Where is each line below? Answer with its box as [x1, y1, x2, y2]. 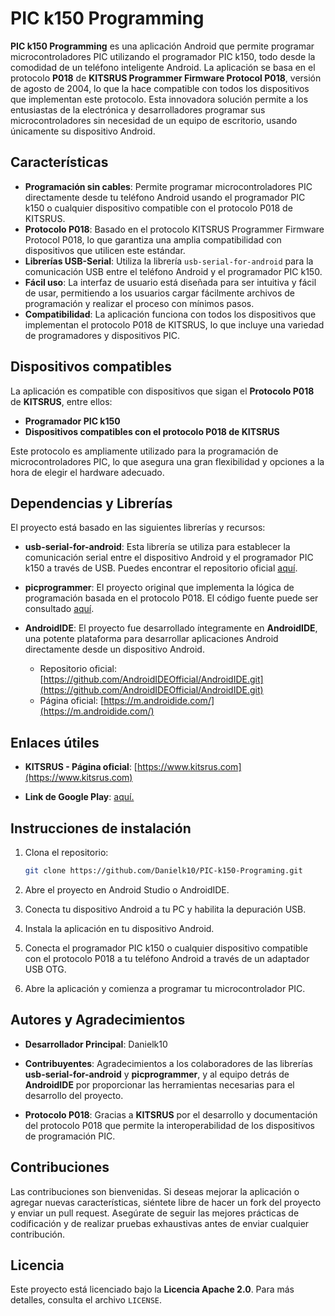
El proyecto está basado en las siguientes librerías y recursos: [10, 522, 266, 534]
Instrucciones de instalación [10, 820, 192, 837]
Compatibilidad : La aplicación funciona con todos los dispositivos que [24, 308, 317, 320]
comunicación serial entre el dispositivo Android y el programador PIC [24, 552, 314, 564]
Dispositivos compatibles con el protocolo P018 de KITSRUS [24, 425, 280, 437]
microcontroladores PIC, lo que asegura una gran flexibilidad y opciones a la [10, 455, 325, 467]
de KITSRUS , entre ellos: [10, 395, 113, 407]
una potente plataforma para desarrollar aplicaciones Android [24, 633, 279, 645]
